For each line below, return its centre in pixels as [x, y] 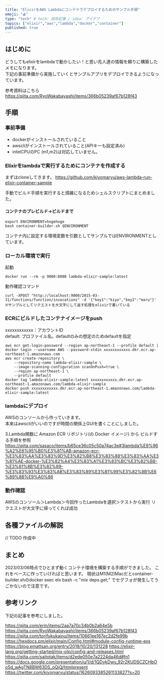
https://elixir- [122, 646]
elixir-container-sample [29, 182]
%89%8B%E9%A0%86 [29, 477]
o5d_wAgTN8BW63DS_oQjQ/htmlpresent [47, 667]
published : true [22, 28]
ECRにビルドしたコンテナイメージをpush [54, 318]
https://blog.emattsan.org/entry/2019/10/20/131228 [57, 646]
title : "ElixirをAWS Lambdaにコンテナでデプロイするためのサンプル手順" [73, 10]
